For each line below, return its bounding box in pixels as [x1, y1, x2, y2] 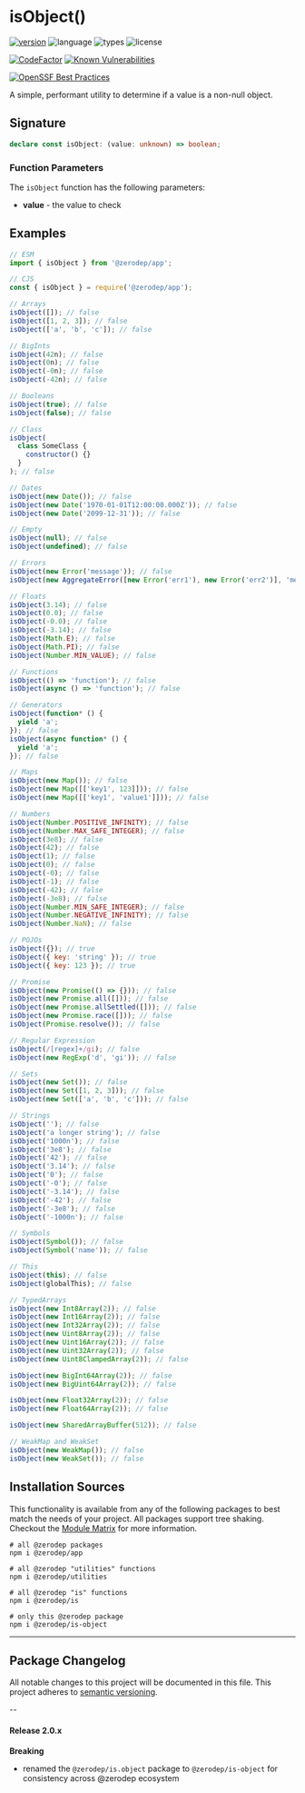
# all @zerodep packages [9, 1540, 103, 1549]
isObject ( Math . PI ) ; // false [9, 642, 120, 652]
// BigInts [9, 341, 51, 351]
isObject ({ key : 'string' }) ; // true [9, 952, 156, 961]
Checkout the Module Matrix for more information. [9, 1522, 198, 1533]
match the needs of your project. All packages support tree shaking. [9, 1513, 265, 1524]
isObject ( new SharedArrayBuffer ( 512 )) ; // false [9, 1420, 197, 1430]
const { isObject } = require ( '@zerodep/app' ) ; [9, 284, 193, 293]
